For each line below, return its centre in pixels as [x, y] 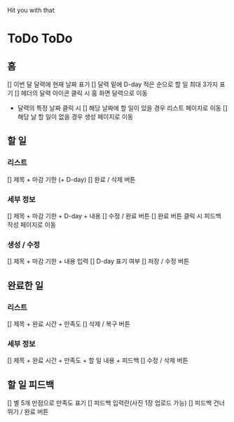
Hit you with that [31, 10]
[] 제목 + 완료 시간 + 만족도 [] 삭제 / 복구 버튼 [69, 324]
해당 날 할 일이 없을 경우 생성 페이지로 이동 [75, 117]
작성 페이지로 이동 [32, 225]
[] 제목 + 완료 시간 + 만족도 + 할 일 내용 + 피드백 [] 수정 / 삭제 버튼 [98, 360]
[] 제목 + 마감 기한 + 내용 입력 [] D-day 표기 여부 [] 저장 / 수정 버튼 [98, 261]
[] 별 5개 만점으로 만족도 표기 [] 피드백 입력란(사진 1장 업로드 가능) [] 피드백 [110, 403]
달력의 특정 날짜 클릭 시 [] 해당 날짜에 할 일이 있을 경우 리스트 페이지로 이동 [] [122, 108]
